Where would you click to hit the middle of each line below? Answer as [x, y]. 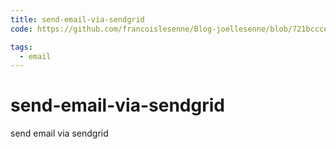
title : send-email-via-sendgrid [77, 19]
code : [21, 29]
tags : [21, 47]
